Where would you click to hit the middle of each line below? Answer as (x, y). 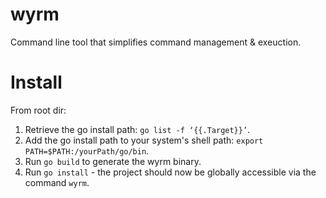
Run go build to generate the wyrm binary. (113, 161)
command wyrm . (57, 182)
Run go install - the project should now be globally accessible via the (170, 172)
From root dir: (38, 110)
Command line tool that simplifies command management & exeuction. (156, 42)
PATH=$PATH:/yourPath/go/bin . (87, 150)
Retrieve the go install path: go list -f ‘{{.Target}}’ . (137, 129)
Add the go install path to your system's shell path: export (144, 140)
